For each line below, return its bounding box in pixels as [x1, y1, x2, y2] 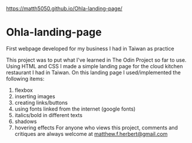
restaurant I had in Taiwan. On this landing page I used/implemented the [6, 69, 181, 76]
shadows [14, 118, 37, 125]
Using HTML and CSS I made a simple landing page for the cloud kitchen [6, 62, 183, 69]
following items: [6, 75, 45, 82]
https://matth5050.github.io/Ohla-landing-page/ [6, 5, 123, 12]
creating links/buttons [14, 99, 68, 106]
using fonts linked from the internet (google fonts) [14, 105, 136, 112]
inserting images [14, 92, 55, 99]
